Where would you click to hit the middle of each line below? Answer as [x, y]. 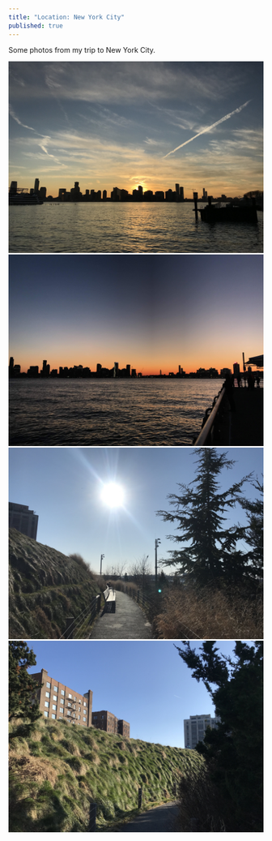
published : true [36, 26]
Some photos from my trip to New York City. [82, 49]
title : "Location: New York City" [67, 17]
